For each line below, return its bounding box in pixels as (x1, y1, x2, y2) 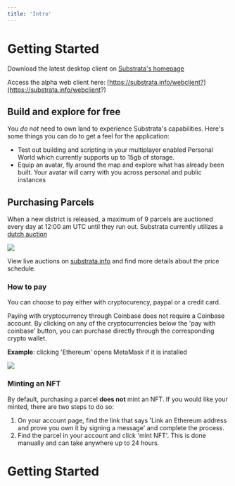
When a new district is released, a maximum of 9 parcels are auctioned (7, 215, 213, 223)
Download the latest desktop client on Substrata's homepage (7, 64, 184, 73)
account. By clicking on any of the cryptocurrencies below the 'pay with (7, 319, 216, 328)
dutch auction (7, 230, 48, 239)
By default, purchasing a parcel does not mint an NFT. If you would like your (7, 395, 229, 403)
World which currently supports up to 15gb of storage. (17, 153, 174, 162)
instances (17, 176, 46, 184)
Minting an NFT (7, 379, 61, 389)
